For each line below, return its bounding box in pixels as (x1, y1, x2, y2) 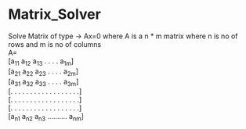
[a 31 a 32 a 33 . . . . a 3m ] (8, 77, 79, 88)
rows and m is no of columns (8, 39, 102, 48)
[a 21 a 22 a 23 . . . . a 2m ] (8, 66, 79, 77)
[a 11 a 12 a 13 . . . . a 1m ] (8, 56, 74, 67)
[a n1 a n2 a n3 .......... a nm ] (8, 112, 85, 123)
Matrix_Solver (8, 5, 102, 23)
